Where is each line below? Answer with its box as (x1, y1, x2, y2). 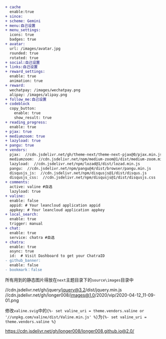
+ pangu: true (5, 143, 35, 148)
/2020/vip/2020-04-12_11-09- (94, 292, 156, 298)
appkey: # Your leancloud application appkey (9, 207, 105, 213)
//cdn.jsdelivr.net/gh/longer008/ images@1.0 (5, 292, 95, 298)
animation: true (9, 78, 43, 83)
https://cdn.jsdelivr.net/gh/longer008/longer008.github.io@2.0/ (5, 328, 134, 334)
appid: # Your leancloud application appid (9, 203, 100, 208)
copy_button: (9, 106, 37, 111)
